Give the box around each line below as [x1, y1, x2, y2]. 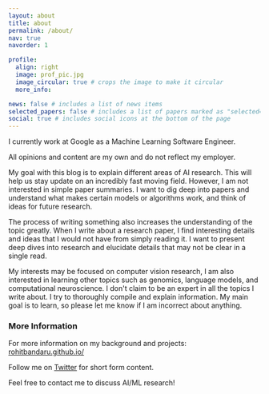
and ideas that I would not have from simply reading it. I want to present [8, 234, 245, 244]
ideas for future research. [8, 201, 93, 212]
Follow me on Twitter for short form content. [8, 363, 155, 372]
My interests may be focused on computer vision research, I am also [8, 267, 235, 277]
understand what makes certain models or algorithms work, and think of [8, 193, 247, 203]
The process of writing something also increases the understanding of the [8, 217, 253, 227]
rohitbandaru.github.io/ [8, 347, 85, 356]
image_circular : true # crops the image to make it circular [15, 78, 224, 86]
